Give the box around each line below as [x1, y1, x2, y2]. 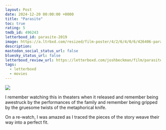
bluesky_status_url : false [5, 53, 61, 58]
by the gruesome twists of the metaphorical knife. [5, 104, 107, 110]
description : [5, 44, 32, 49]
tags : [5, 62, 16, 67]
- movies [9, 71, 28, 76]
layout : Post [5, 7, 32, 12]
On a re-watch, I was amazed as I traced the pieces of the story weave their [5, 114, 160, 120]
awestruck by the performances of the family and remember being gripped [5, 99, 158, 105]
